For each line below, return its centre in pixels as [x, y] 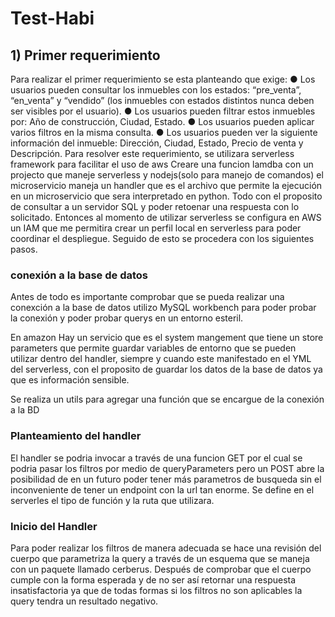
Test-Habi [52, 18]
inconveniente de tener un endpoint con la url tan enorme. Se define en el [162, 489]
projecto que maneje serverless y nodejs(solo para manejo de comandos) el [167, 175]
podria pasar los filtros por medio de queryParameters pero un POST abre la [167, 468]
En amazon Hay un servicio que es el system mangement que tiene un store [167, 338]
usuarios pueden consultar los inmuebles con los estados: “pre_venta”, [156, 90]
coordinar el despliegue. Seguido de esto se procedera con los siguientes [162, 238]
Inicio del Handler [54, 526]
